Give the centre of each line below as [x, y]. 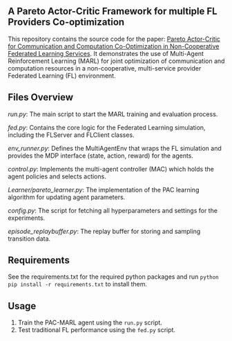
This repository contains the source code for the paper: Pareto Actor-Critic [114, 39]
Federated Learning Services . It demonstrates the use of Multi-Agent [106, 53]
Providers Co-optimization [66, 22]
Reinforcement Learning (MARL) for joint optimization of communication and [116, 61]
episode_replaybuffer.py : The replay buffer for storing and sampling [104, 231]
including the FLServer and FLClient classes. [71, 135]
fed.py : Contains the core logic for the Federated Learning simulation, [107, 127]
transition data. [29, 239]
